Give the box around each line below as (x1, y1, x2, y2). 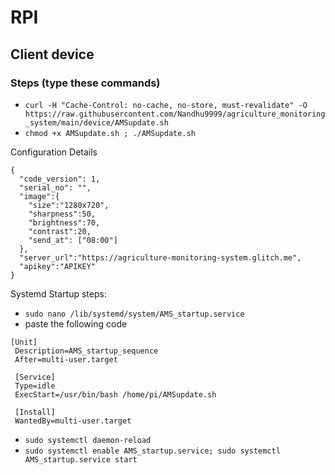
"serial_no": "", (19, 182, 92, 193)
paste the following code (24, 317, 128, 330)
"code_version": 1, (19, 174, 101, 184)
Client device (10, 46, 95, 63)
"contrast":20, (28, 226, 92, 236)
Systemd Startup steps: (10, 287, 107, 300)
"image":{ (19, 191, 60, 201)
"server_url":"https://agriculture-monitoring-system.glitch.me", (19, 252, 302, 263)
